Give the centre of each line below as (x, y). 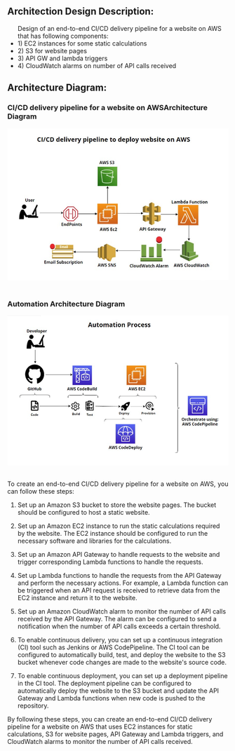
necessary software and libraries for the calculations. (94, 541)
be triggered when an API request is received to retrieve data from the (119, 590)
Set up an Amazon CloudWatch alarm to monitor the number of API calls (122, 611)
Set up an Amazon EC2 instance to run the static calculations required (119, 526)
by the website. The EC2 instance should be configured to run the (113, 533)
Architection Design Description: (81, 12)
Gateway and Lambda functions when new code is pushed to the (111, 698)
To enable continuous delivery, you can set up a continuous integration (120, 640)
